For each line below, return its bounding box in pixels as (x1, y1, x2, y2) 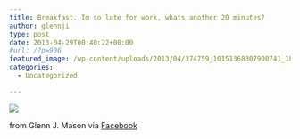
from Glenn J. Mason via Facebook (9, 119, 138, 130)
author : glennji (9, 21, 70, 30)
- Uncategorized (17, 71, 78, 80)
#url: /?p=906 (9, 46, 62, 55)
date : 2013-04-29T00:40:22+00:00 (9, 37, 134, 47)
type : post (9, 29, 50, 38)
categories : (9, 63, 54, 72)
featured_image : (9, 54, 70, 63)
